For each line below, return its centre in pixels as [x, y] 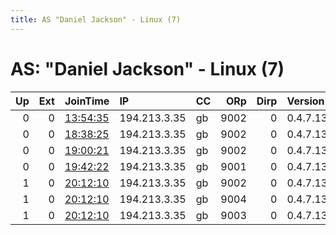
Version [305, 101]
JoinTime [87, 101]
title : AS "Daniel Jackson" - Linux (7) [96, 19]
